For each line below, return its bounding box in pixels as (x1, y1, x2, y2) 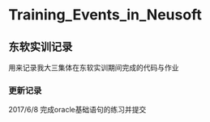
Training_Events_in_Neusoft (8, 6, 203, 24)
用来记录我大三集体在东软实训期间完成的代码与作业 (8, 63, 179, 72)
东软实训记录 (8, 40, 73, 53)
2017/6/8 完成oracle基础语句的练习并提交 (8, 105, 147, 115)
